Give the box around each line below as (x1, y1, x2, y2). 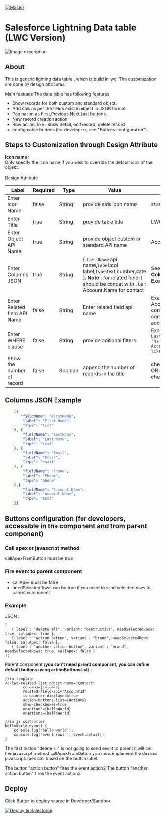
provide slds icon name (82, 201, 137, 208)
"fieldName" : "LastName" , (23, 432, 76, 437)
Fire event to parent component (5, 568, 82, 575)
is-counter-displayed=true (23, 693, 78, 699)
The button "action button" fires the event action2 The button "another (5, 765, 148, 771)
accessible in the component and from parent (5, 522, 147, 530)
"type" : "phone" (23, 478, 56, 483)
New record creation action (12, 116, 68, 122)
